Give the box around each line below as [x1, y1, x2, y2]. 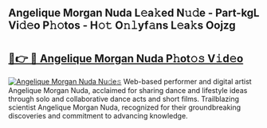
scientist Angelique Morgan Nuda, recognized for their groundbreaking [8, 103, 241, 112]
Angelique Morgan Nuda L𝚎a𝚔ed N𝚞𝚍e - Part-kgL [8, 6, 260, 20]
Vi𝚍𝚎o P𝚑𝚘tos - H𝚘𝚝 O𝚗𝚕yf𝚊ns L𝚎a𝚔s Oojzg [8, 19, 236, 33]
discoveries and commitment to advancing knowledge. [8, 111, 189, 120]
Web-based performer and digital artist [123, 77, 253, 86]
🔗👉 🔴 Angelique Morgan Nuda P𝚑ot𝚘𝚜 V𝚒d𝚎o [8, 52, 244, 65]
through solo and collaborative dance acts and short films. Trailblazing [8, 95, 240, 103]
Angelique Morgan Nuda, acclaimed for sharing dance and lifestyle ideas [8, 86, 248, 95]
